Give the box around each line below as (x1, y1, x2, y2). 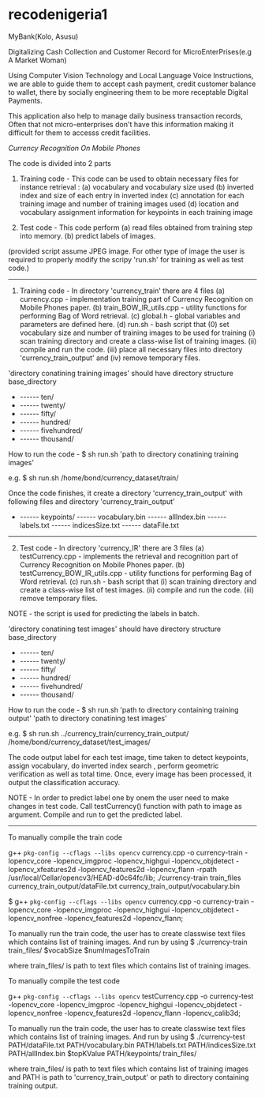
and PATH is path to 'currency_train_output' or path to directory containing (8, 1072, 250, 1081)
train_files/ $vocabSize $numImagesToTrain (8, 946, 150, 955)
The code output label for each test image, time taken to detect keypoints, (8, 752, 248, 761)
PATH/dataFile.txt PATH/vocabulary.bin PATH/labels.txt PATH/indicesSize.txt (8, 1040, 256, 1050)
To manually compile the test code (8, 976, 121, 985)
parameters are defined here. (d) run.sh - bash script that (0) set (19, 319, 230, 329)
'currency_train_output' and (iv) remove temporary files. (19, 353, 201, 363)
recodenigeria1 (8, 6, 108, 24)
